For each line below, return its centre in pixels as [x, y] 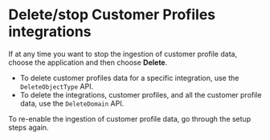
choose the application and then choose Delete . [88, 62]
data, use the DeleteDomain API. [72, 103]
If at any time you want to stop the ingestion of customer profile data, [123, 54]
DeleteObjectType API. [57, 86]
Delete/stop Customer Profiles [112, 15]
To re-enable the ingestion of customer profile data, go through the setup [130, 118]
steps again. [29, 127]
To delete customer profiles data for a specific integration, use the [129, 78]
